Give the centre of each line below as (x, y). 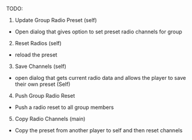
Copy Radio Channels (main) (50, 119)
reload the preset (36, 55)
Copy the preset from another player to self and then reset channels (99, 130)
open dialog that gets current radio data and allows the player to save (100, 78)
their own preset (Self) (42, 84)
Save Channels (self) (41, 66)
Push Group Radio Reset (45, 96)
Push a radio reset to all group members (64, 107)
